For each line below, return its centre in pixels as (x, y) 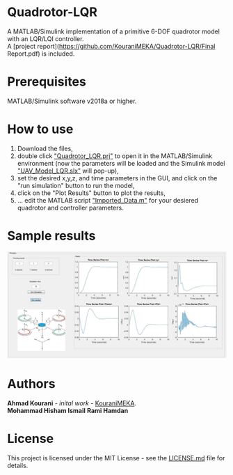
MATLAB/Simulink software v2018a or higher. (72, 101)
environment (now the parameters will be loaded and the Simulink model (121, 163)
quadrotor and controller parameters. (70, 208)
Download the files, (45, 148)
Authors (31, 384)
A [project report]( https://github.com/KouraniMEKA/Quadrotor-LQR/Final (111, 46)
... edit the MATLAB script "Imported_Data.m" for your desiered (108, 200)
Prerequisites (47, 82)
